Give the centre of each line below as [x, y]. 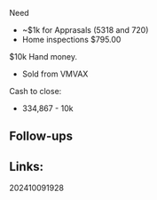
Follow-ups [41, 136]
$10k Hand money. [43, 56]
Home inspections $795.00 [71, 40]
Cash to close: [35, 91]
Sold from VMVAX [55, 74]
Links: [27, 167]
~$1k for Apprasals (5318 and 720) [85, 30]
